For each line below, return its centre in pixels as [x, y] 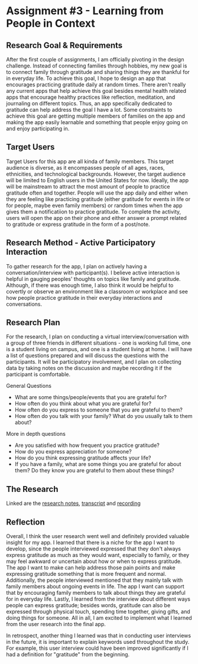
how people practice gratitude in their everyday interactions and [84, 297]
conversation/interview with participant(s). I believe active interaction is [93, 273]
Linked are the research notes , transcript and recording [73, 503]
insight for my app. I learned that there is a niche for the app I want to [90, 543]
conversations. [24, 304]
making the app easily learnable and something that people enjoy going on [97, 122]
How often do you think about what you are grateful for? [83, 404]
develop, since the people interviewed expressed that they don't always [94, 549]
